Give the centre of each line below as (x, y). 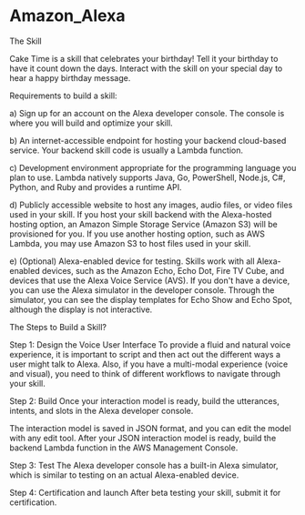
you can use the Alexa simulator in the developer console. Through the (142, 290)
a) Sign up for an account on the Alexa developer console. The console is (147, 113)
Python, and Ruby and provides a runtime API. (96, 187)
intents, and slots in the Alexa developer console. (102, 410)
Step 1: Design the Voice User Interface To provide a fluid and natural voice (150, 344)
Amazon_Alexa (67, 16)
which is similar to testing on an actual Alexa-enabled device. (124, 475)
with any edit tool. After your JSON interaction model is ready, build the (143, 438)
